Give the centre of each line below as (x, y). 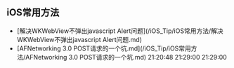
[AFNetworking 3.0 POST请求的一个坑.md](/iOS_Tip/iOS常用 (104, 48)
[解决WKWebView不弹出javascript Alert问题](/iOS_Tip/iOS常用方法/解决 (120, 31)
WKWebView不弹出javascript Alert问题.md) (79, 39)
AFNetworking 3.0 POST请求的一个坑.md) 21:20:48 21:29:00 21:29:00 (126, 57)
